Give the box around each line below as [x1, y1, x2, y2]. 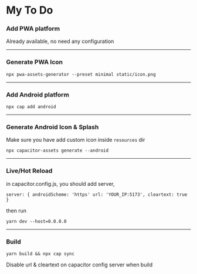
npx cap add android [6, 104, 57, 110]
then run [6, 207, 27, 214]
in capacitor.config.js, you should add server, [6, 180, 116, 187]
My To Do [6, 4, 53, 17]
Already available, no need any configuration [6, 38, 114, 45]
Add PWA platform [6, 25, 60, 33]
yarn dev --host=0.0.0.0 [6, 218, 67, 224]
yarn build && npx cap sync [6, 250, 75, 256]
